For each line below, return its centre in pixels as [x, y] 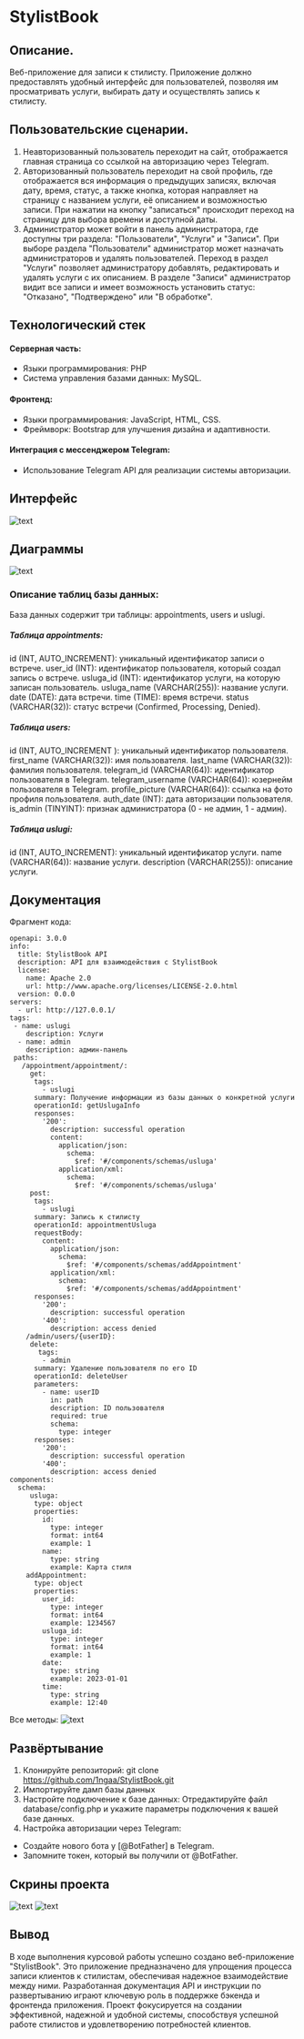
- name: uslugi [42, 1026]
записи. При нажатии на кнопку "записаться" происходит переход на [158, 209]
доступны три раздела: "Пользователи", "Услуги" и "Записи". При [151, 238]
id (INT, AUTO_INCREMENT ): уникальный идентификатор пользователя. [149, 750]
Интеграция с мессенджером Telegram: [90, 450]
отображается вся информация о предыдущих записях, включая [149, 180]
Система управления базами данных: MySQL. [112, 379]
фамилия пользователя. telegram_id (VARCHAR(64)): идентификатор [142, 770]
